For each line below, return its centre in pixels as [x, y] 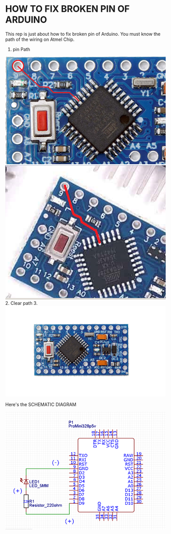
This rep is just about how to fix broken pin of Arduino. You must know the [83, 34]
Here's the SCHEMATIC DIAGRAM [41, 405]
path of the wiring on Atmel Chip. [40, 39]
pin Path [21, 49]
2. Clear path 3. [22, 303]
